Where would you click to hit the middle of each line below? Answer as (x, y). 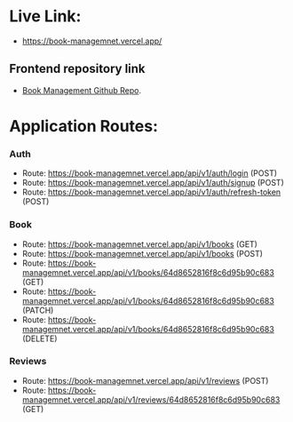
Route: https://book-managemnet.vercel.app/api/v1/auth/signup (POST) (153, 183)
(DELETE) (40, 338)
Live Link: (45, 16)
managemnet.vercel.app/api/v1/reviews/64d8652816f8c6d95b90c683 (151, 399)
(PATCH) (38, 310)
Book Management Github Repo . (82, 90)
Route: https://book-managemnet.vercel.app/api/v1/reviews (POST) (145, 380)
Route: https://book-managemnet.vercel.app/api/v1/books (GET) (139, 244)
